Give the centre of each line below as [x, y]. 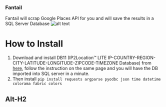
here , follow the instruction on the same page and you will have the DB [85, 68]
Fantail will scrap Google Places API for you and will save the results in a [79, 18]
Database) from [135, 63]
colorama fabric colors [37, 84]
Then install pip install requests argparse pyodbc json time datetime [86, 79]
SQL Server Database [27, 23]
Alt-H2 [16, 99]
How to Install [34, 44]
